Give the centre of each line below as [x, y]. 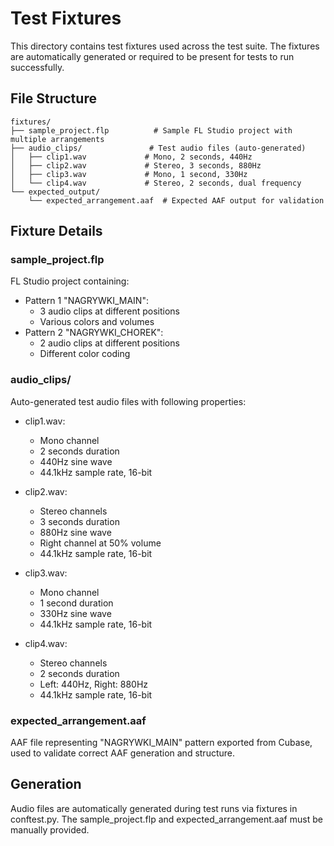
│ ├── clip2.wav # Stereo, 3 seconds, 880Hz [136, 165]
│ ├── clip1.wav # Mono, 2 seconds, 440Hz [131, 157]
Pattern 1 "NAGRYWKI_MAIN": [86, 301]
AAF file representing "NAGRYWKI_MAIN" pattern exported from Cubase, [161, 743]
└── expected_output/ [55, 192]
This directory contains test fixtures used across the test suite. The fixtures [165, 46]
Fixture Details [56, 231]
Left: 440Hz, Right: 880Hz [94, 684]
